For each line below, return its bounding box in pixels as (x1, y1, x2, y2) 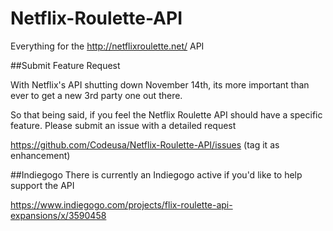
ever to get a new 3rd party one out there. (10, 89, 183, 101)
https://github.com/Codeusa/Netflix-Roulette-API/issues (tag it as (10, 138, 280, 151)
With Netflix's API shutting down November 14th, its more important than (10, 78, 310, 91)
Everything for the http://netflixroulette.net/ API (10, 40, 205, 52)
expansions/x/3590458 (10, 209, 107, 221)
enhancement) (10, 149, 71, 161)
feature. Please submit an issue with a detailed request (10, 119, 237, 131)
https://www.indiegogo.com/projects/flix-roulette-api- (10, 198, 233, 211)
